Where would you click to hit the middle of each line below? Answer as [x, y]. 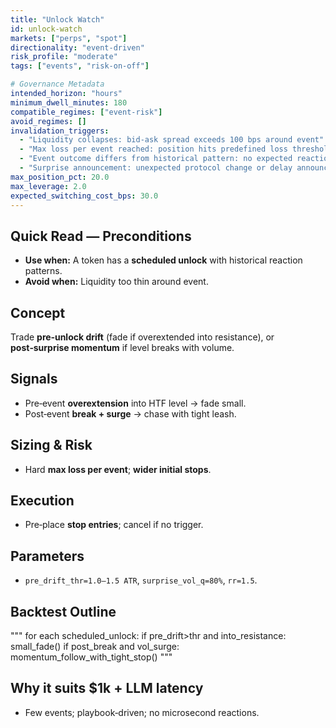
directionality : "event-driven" [77, 47]
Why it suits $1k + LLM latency [107, 688]
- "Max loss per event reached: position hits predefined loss [153, 149]
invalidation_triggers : [60, 131]
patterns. [43, 271]
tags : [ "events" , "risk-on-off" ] [80, 66]
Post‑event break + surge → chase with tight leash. [130, 413]
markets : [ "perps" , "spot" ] [69, 38]
